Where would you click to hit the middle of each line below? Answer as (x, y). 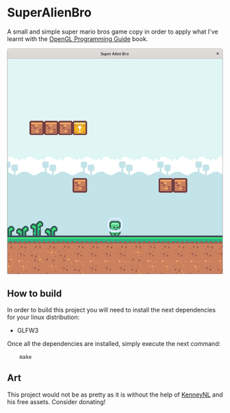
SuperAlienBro (49, 13)
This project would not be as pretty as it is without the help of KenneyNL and (115, 395)
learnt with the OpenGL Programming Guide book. (78, 38)
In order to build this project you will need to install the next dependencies (112, 310)
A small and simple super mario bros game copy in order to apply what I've (113, 32)
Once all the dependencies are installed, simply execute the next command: (114, 343)
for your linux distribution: (43, 317)
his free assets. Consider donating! (56, 401)
